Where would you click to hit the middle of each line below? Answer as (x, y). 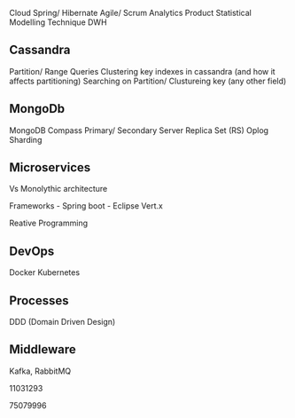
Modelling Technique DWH (58, 22)
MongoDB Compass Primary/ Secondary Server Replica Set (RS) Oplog (139, 130)
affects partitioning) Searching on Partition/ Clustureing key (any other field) (148, 81)
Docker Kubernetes (45, 272)
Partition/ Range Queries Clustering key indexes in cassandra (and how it (143, 71)
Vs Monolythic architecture (58, 189)
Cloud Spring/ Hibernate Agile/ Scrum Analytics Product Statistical (131, 13)
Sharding (26, 139)
